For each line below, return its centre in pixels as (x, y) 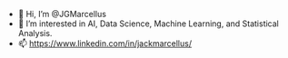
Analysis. (35, 33)
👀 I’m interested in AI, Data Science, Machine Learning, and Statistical (149, 24)
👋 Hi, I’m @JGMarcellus (62, 14)
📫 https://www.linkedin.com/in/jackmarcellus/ (105, 43)
